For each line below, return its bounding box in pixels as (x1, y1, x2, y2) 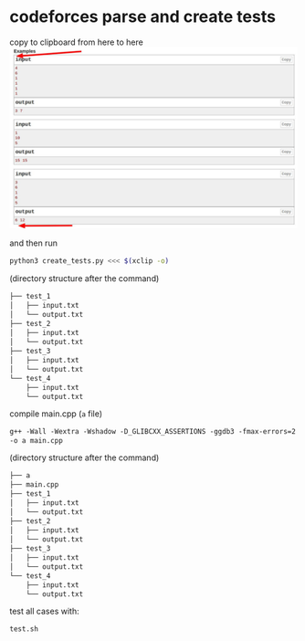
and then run (9, 237, 58, 248)
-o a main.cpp (9, 436, 64, 445)
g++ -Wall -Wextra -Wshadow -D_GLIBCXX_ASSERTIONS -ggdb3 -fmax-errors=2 (9, 426, 297, 436)
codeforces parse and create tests (9, 6, 277, 27)
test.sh (9, 624, 39, 634)
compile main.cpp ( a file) (9, 408, 103, 419)
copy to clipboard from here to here (9, 37, 143, 47)
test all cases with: (9, 605, 79, 616)
